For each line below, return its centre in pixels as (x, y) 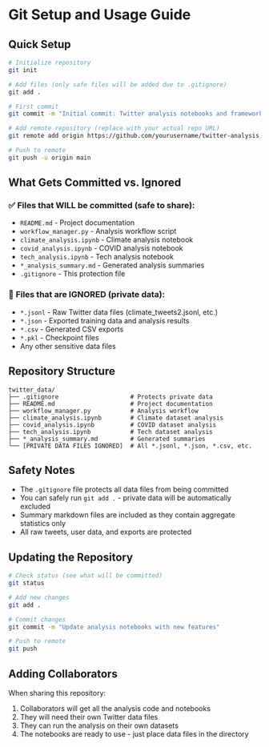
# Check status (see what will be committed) (85, 576)
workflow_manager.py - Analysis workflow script (98, 231)
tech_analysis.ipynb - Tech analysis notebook (97, 257)
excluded (35, 507)
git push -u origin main (50, 158)
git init (23, 70)
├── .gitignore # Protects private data (111, 397)
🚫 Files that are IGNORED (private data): (87, 295)
